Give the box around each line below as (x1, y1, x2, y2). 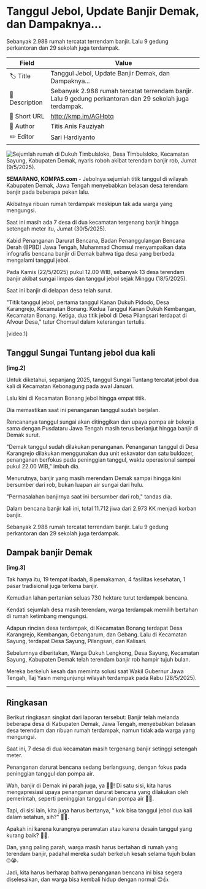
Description (9, 98, 43, 107)
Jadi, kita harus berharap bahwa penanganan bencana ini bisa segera (6, 869, 183, 876)
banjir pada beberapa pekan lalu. (6, 188, 90, 196)
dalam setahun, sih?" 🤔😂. (6, 814, 69, 821)
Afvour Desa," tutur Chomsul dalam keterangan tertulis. (6, 318, 146, 326)
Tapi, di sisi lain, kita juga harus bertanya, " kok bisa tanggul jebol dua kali (6, 807, 193, 814)
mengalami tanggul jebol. (6, 256, 71, 264)
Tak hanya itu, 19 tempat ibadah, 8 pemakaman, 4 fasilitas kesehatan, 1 (6, 575, 186, 583)
